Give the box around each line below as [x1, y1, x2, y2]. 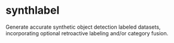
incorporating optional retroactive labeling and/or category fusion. [5, 29, 169, 36]
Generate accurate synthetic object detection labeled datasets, [5, 23, 161, 30]
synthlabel [5, 4, 60, 17]
